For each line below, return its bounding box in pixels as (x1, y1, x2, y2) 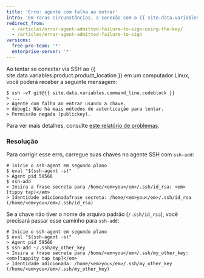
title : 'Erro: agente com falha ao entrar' (6, 9, 118, 15)
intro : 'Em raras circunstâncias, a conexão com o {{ (6, 15, 146, 21)
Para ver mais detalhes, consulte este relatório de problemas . (6, 122, 160, 129)
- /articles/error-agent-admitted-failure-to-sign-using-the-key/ (12, 26, 183, 32)
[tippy (6, 189, 23, 195)
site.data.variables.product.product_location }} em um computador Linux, (6, 71, 190, 79)
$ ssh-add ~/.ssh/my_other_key (6, 245, 86, 251)
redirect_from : (6, 20, 45, 26)
